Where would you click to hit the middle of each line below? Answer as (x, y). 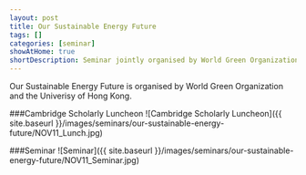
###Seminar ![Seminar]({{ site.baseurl (81, 150)
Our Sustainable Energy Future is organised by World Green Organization (147, 86)
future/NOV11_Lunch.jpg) (56, 133)
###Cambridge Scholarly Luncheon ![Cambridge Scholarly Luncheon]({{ (146, 113)
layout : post (34, 18)
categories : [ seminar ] (52, 43)
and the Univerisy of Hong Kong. (71, 96)
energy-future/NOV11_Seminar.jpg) (74, 160)
